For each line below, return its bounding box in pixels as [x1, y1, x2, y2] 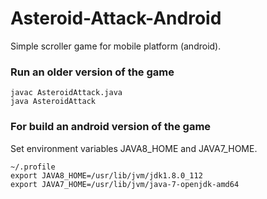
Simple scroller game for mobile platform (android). [10, 40, 222, 52]
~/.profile [10, 162, 56, 172]
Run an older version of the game [10, 65, 175, 79]
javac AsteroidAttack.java [10, 88, 123, 98]
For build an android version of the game [10, 120, 212, 134]
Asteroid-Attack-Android [10, 7, 222, 30]
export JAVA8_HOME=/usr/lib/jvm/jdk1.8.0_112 [10, 170, 203, 181]
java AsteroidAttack [10, 97, 97, 107]
